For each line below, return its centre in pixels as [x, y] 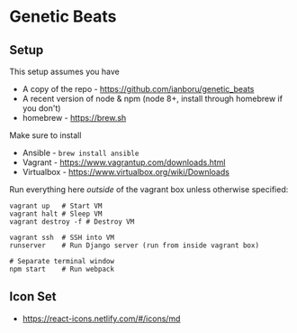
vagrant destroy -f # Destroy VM [72, 222]
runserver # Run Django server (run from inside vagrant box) [134, 245]
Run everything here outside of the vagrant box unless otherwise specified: [149, 190]
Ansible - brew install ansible [81, 153]
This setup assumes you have [64, 71]
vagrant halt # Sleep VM [56, 214]
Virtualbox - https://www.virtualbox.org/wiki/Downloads [126, 172]
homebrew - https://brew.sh [74, 118]
